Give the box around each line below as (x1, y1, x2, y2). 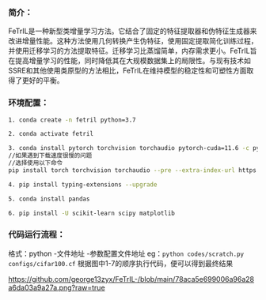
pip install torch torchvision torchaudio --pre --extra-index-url (8, 166, 236, 174)
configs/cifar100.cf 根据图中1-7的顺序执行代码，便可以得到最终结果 (8, 258, 234, 268)
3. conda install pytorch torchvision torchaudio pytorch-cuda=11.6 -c (8, 144, 249, 152)
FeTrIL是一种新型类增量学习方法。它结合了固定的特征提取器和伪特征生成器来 (8, 26, 257, 36)
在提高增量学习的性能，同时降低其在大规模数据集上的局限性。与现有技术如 (8, 56, 251, 66)
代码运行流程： (8, 229, 66, 240)
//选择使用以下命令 (8, 159, 63, 167)
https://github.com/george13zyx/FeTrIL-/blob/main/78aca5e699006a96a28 (8, 274, 255, 283)
